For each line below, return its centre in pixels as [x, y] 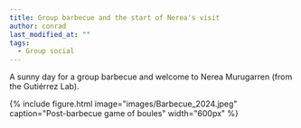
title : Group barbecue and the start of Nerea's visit [115, 18]
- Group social [46, 51]
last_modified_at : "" [50, 34]
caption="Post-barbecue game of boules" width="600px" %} [124, 114]
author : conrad [38, 26]
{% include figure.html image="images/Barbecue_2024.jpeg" [123, 104]
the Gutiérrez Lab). [44, 87]
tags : [19, 43]
